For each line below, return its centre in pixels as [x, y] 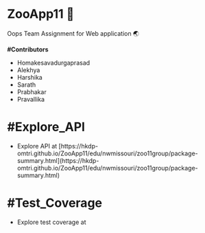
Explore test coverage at [51, 222]
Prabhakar [32, 91]
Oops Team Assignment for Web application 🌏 [73, 33]
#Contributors [28, 49]
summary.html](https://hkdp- [58, 160]
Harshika [29, 77]
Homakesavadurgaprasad [53, 63]
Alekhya [28, 70]
